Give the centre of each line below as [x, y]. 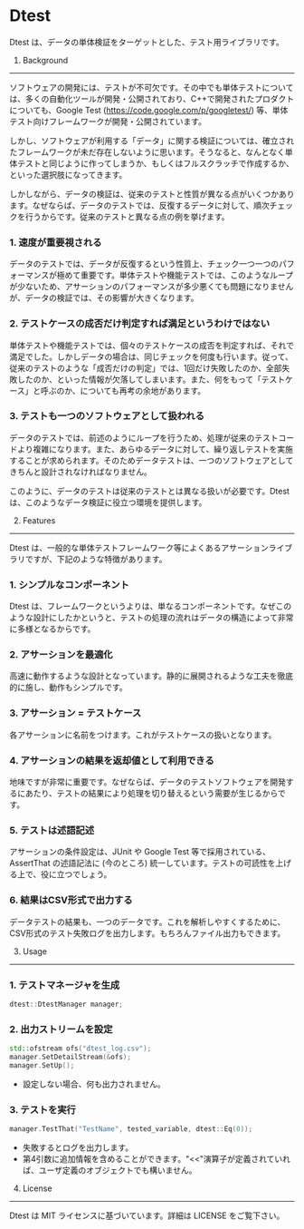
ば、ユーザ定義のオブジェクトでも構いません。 [109, 1170]
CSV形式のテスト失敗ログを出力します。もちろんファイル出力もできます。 [147, 933]
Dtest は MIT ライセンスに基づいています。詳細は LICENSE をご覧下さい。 [147, 1215]
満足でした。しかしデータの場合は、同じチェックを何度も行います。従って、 [152, 356]
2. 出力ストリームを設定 [61, 1029]
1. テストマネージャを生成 [65, 985]
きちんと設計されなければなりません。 [81, 472]
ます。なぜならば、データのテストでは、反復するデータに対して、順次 [139, 205]
